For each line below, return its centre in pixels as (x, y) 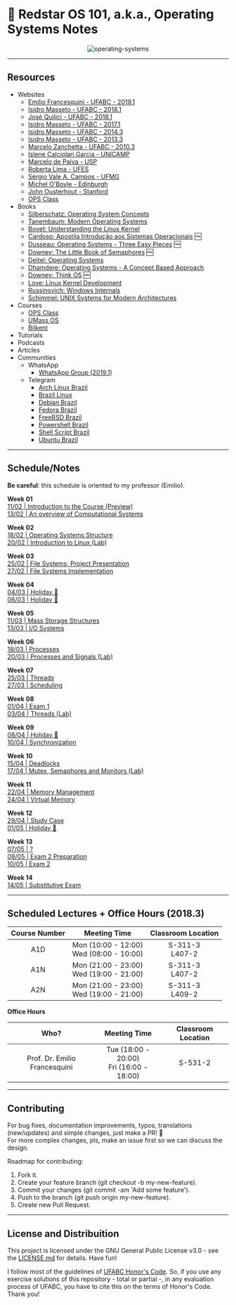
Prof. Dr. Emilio (51, 1058)
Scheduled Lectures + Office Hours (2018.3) (106, 913)
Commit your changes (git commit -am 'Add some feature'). (104, 1190)
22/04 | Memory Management (51, 792)
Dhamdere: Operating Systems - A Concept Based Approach (116, 267)
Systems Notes (53, 29)
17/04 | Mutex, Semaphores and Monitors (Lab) (76, 771)
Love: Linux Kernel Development (75, 283)
